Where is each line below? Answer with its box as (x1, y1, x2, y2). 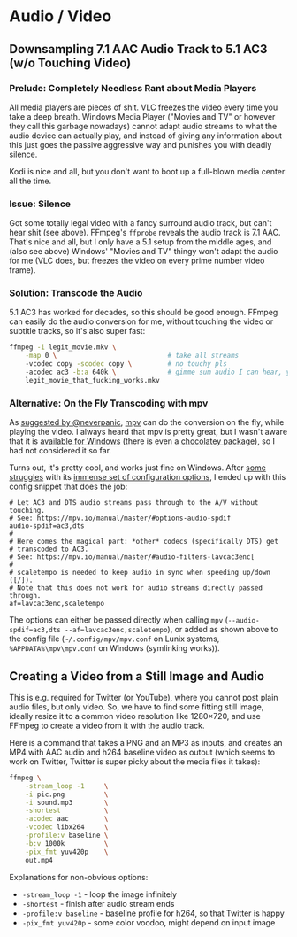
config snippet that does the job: (9, 481, 128, 492)
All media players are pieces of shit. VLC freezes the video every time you (9, 102, 278, 112)
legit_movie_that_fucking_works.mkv (25, 376, 161, 384)
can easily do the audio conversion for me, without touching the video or (9, 316, 274, 327)
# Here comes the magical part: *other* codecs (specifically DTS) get (9, 538, 278, 546)
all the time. (9, 175, 51, 186)
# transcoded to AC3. (9, 545, 89, 554)
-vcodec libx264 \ (25, 823, 109, 832)
